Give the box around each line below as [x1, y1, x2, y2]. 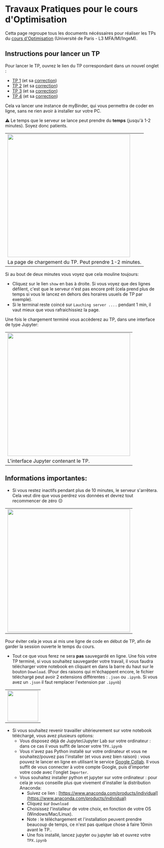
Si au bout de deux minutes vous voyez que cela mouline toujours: [5, 271, 139, 277]
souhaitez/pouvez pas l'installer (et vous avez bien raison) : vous [19, 754, 150, 759]
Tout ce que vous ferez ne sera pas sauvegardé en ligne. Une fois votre [12, 653, 157, 659]
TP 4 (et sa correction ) [12, 93, 58, 99]
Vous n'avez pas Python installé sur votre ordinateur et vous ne [19, 748, 147, 754]
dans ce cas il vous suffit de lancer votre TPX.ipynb [19, 743, 122, 749]
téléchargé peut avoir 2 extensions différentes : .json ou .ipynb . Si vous [12, 674, 158, 680]
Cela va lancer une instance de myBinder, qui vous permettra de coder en [5, 102, 154, 109]
